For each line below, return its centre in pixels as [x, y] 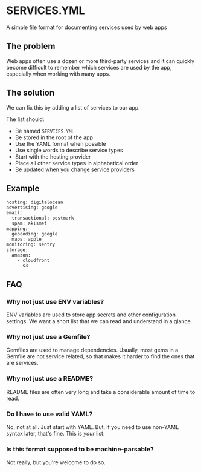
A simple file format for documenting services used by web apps [87, 27]
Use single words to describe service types [69, 150]
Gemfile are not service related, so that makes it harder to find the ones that [101, 356]
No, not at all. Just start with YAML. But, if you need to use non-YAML [93, 427]
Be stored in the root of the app [54, 137]
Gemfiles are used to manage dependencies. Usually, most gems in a [92, 350]
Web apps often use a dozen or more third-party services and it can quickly [101, 61]
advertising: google [32, 208]
